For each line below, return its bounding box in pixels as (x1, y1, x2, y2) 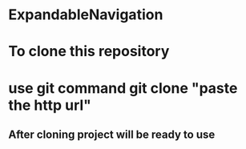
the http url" (8, 96, 92, 114)
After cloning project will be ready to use (8, 127, 216, 141)
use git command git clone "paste (8, 79, 238, 97)
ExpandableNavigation (8, 6, 163, 24)
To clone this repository (8, 42, 170, 61)
